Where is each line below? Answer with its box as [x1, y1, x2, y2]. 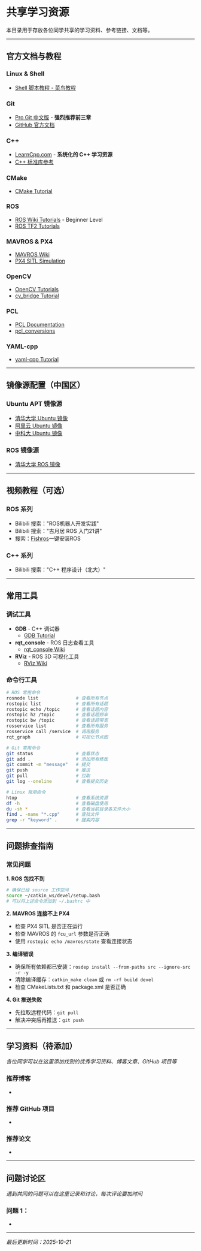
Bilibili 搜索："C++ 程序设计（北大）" [14, 566, 106, 573]
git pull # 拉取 [6, 773, 91, 779]
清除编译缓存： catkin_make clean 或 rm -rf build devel [14, 975, 154, 983]
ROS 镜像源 [6, 446, 39, 454]
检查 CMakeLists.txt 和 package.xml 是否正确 [14, 983, 126, 990]
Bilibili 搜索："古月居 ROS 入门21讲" [14, 527, 102, 534]
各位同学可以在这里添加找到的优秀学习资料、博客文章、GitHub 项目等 [6, 1058, 177, 1065]
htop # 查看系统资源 [6, 795, 108, 801]
